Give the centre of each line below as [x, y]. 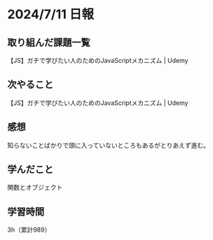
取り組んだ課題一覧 [49, 42]
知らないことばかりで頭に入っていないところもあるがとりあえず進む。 [109, 145]
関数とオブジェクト [35, 188]
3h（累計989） [29, 230]
